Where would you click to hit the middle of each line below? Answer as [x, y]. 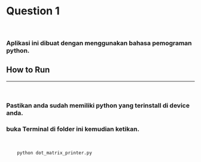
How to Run [28, 70]
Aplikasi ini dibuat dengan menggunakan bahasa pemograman [99, 43]
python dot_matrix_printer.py [55, 153]
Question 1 [33, 11]
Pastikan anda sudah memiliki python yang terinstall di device [98, 105]
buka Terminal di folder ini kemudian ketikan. [73, 129]
